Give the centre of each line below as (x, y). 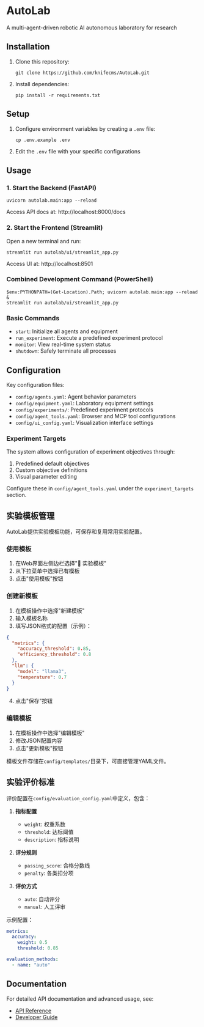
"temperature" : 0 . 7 (42, 677)
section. (16, 495)
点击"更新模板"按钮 (39, 748)
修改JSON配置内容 (39, 740)
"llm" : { (23, 666)
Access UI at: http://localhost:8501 (50, 263)
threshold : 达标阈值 (49, 831)
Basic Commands (33, 318)
